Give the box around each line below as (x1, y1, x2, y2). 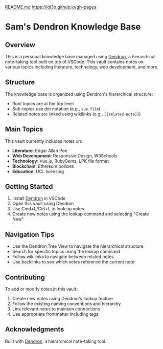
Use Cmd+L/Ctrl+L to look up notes (12, 206, 84, 212)
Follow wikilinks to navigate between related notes (12, 254, 114, 260)
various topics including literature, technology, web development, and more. (5, 64, 159, 70)
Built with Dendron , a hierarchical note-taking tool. (5, 338, 107, 344)
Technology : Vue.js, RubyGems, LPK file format (12, 158, 109, 164)
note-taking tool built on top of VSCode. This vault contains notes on (5, 59, 143, 65)
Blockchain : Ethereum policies (12, 163, 74, 169)
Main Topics (5, 125, 43, 133)
